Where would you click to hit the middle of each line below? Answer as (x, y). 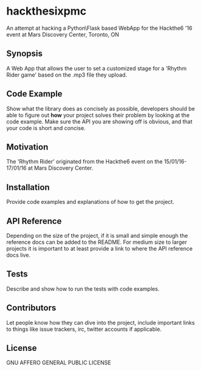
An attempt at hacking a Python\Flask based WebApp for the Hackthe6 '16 (100, 28)
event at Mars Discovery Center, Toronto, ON (63, 34)
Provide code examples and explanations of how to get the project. (90, 202)
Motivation (27, 147)
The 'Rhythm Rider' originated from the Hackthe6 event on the (85, 162)
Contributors (31, 308)
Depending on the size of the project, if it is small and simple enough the (97, 236)
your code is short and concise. (46, 128)
